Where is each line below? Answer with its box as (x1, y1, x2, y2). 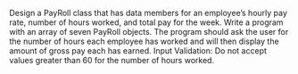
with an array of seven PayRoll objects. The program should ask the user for (9, 27, 289, 37)
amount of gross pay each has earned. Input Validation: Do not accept (9, 45, 268, 56)
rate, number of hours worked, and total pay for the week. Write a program (9, 17, 284, 28)
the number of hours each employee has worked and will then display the (9, 36, 279, 46)
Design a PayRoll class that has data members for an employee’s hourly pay (9, 8, 288, 18)
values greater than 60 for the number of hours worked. (9, 55, 215, 65)
